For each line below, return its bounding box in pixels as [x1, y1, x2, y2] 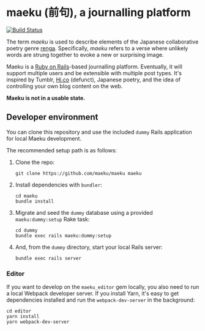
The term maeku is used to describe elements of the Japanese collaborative [6, 38, 199, 45]
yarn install [6, 313, 40, 320]
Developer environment [6, 112, 99, 122]
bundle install [15, 198, 54, 204]
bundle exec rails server [15, 255, 81, 261]
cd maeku [15, 193, 38, 199]
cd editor [6, 308, 32, 314]
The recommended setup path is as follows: [6, 146, 117, 154]
